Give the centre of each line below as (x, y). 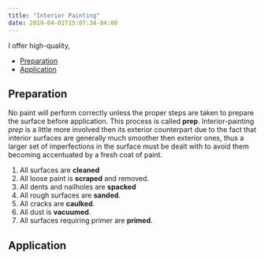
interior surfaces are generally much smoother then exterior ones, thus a (126, 138)
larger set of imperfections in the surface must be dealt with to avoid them (129, 146)
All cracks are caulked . (57, 204)
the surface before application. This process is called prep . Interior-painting (131, 121)
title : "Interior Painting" (54, 15)
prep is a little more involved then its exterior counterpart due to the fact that (132, 130)
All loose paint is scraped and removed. (84, 179)
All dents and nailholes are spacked (78, 187)
